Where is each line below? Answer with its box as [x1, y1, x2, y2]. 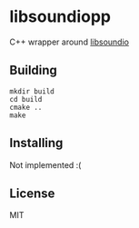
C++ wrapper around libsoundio [9, 36, 130, 47]
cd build [9, 94, 43, 104]
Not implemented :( [9, 159, 82, 170]
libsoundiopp [9, 6, 112, 27]
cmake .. [9, 103, 43, 112]
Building [9, 63, 57, 78]
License [9, 185, 55, 201]
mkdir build [9, 86, 55, 96]
